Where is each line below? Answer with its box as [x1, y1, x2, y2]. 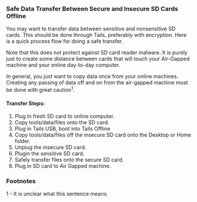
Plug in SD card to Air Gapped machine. [14, 163, 111, 170]
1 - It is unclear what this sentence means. [6, 190, 109, 197]
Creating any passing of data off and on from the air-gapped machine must [6, 79, 188, 86]
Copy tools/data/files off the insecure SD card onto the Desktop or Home [14, 131, 192, 139]
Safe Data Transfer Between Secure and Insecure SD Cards [6, 5, 178, 13]
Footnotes [6, 177, 36, 186]
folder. [14, 138, 31, 145]
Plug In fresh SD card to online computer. [14, 113, 115, 120]
